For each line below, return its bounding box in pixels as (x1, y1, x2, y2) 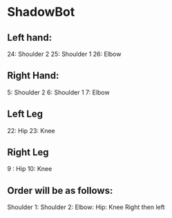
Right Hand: (7, 70, 59, 81)
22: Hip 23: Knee (7, 126, 55, 135)
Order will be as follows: (7, 184, 113, 197)
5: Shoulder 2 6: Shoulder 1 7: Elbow (7, 88, 110, 97)
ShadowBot (7, 4, 75, 20)
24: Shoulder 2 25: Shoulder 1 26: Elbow (7, 50, 122, 58)
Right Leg (7, 146, 50, 159)
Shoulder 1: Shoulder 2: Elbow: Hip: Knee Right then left (7, 203, 165, 211)
